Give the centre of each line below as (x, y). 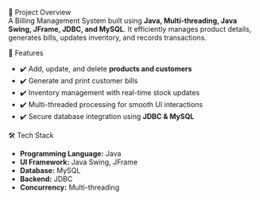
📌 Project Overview (40, 12)
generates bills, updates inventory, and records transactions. (108, 37)
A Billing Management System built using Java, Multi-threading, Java (123, 21)
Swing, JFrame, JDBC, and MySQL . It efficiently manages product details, (130, 29)
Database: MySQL (50, 170)
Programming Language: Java (70, 154)
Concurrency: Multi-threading (70, 187)
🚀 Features (26, 53)
